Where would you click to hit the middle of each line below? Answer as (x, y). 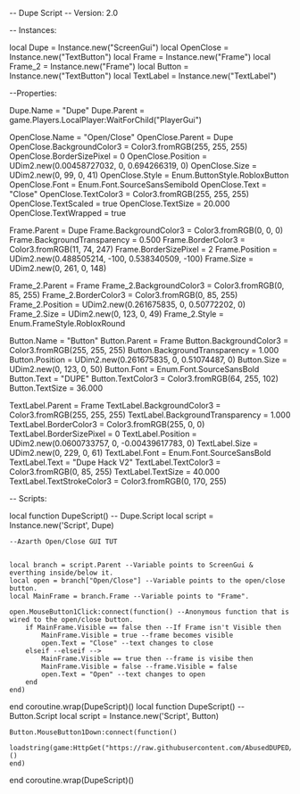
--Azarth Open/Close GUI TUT (63, 542)
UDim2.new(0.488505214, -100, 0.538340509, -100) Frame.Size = (132, 259)
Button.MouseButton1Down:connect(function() (93, 732)
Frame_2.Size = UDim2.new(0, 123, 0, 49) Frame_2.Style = (117, 314)
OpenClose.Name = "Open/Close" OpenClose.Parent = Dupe (121, 137)
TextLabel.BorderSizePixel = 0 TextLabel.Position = (104, 434)
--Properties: (33, 93)
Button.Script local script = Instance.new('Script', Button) (114, 716)
